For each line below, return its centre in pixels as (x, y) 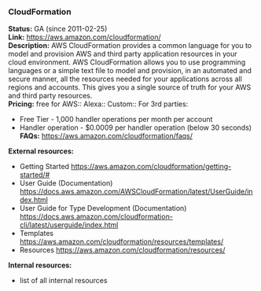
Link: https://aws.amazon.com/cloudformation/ (85, 37)
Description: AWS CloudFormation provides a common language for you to (130, 46)
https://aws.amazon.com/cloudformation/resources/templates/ (121, 241)
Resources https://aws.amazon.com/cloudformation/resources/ (122, 250)
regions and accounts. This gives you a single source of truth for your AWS (130, 87)
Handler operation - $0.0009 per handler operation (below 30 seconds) (136, 127)
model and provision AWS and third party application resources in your (123, 54)
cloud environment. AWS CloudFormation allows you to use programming (127, 62)
